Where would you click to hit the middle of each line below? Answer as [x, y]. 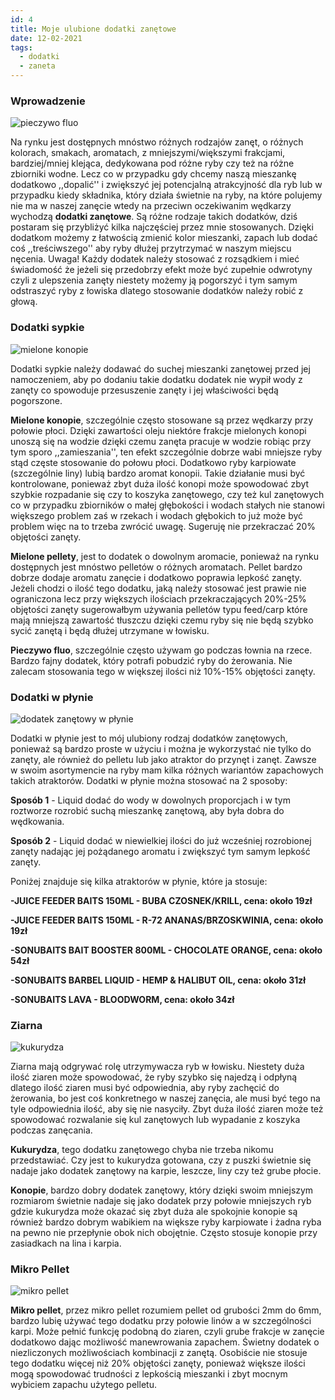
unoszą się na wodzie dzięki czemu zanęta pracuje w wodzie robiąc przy [161, 441]
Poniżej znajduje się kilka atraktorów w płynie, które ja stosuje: [139, 881]
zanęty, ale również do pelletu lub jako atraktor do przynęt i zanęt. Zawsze [163, 759]
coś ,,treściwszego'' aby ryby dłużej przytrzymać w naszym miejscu [151, 248]
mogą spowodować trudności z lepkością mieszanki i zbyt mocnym [149, 1374]
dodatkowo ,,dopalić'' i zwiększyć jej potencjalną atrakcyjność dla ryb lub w [166, 185]
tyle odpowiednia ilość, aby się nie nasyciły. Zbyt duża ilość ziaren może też [167, 1109]
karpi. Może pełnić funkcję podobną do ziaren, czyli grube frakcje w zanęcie [167, 1332]
